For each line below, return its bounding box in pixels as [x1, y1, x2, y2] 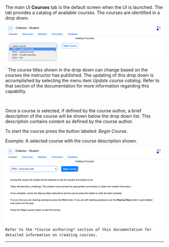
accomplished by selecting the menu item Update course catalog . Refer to [5, 77, 160, 84]
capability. [5, 88, 27, 95]
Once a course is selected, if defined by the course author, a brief [5, 108, 142, 114]
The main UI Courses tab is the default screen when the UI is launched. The [5, 5, 163, 10]
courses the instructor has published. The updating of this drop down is [5, 72, 154, 78]
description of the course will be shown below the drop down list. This [5, 113, 151, 119]
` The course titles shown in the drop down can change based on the [5, 67, 148, 73]
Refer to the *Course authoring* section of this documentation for [5, 227, 152, 232]
